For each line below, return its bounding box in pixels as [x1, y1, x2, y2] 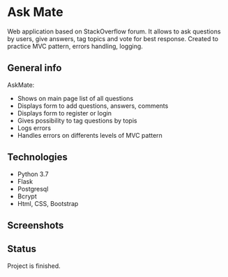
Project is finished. [7, 262, 61, 270]
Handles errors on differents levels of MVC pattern [17, 131, 162, 139]
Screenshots [7, 219, 64, 231]
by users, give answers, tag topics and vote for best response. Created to [7, 34, 218, 42]
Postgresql [17, 184, 49, 193]
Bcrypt [17, 192, 37, 200]
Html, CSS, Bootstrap [17, 199, 79, 207]
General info [7, 62, 62, 74]
